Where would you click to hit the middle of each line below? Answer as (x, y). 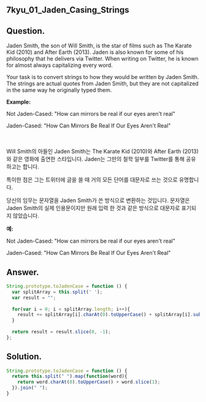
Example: (19, 102)
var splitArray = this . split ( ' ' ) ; (57, 292)
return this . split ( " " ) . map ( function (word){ (70, 376)
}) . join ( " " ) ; (30, 388)
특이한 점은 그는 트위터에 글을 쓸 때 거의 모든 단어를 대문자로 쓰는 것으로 (92, 180)
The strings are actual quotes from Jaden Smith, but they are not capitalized (103, 84)
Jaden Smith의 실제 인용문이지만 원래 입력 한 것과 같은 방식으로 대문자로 (93, 208)
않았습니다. (26, 216)
